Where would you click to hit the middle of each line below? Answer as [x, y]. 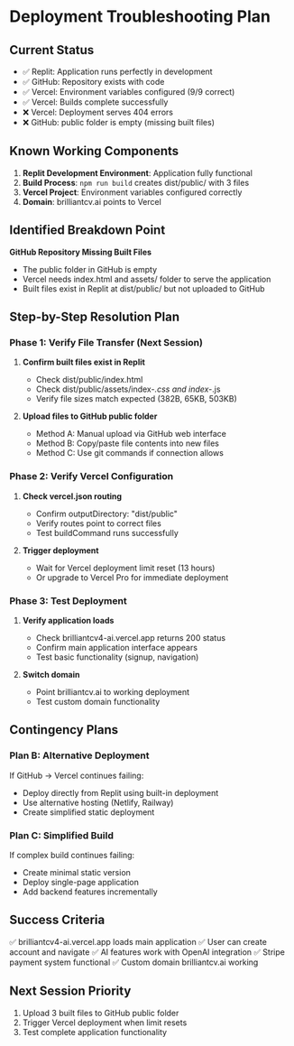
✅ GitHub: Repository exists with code [93, 82]
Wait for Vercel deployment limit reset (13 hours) [125, 568]
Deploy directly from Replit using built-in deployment [120, 792]
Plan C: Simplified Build [62, 835]
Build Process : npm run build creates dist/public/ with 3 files [136, 182]
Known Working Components [94, 151]
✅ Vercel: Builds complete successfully [95, 102]
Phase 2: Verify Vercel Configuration [92, 477]
